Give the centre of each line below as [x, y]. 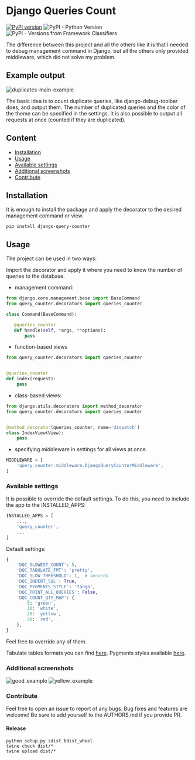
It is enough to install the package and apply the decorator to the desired [94, 210]
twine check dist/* [30, 746]
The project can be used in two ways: [52, 258]
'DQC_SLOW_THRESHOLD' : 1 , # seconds [63, 576]
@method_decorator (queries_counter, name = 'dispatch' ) [73, 427]
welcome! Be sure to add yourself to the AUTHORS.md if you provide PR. [94, 715]
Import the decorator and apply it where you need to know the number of [94, 270]
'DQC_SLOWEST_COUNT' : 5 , [47, 565]
